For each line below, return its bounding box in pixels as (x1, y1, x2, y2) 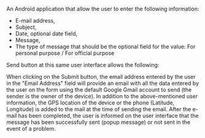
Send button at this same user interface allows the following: (6, 61, 160, 68)
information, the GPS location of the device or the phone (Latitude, (6, 99, 175, 106)
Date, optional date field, (15, 30, 78, 37)
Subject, (15, 24, 37, 31)
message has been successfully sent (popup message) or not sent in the (6, 118, 191, 126)
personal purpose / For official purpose (15, 49, 115, 57)
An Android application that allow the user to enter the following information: (6, 5, 199, 12)
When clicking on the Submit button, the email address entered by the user (6, 73, 196, 80)
